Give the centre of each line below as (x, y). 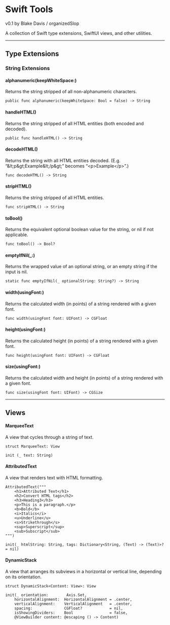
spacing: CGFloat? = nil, (69, 609)
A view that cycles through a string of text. (49, 437)
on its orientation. (24, 577)
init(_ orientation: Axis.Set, (46, 595)
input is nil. (16, 272)
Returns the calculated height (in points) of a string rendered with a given (81, 341)
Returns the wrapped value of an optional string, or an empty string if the (81, 267)
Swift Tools (29, 9)
